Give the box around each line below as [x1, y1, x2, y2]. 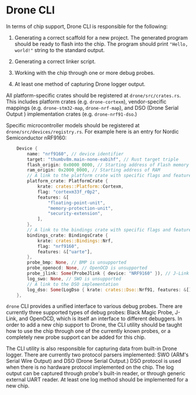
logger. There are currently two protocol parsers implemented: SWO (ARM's [6, 351, 189, 358]
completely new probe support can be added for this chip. [6, 334, 146, 341]
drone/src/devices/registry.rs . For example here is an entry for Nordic [6, 128, 179, 135]
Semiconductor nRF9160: [6, 134, 67, 141]
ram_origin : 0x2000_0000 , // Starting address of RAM [27, 167, 160, 173]
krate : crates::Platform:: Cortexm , [37, 183, 124, 190]
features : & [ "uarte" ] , [37, 249, 93, 255]
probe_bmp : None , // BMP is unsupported [27, 259, 127, 266]
